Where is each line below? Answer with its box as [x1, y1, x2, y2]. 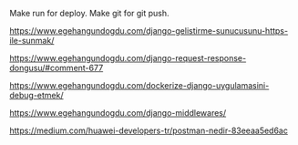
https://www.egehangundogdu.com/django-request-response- [9, 53, 247, 63]
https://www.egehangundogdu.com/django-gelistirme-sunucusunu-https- [9, 26, 289, 36]
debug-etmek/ [9, 90, 64, 100]
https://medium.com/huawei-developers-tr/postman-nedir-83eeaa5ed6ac [9, 125, 289, 136]
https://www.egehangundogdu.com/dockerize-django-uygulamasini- [9, 80, 270, 90]
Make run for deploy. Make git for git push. [9, 8, 170, 18]
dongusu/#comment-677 [9, 63, 104, 73]
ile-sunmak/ [9, 36, 55, 46]
